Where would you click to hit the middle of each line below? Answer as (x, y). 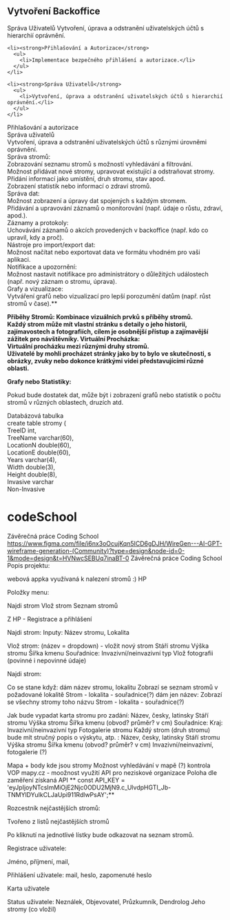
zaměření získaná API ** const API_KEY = (66, 780)
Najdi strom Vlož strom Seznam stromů (63, 605)
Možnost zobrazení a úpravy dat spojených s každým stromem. (97, 200)
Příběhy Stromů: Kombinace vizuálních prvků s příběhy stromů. (100, 316)
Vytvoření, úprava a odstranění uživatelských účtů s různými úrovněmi (107, 142)
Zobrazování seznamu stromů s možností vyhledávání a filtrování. (100, 164)
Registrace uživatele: (37, 848)
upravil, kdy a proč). (35, 237)
